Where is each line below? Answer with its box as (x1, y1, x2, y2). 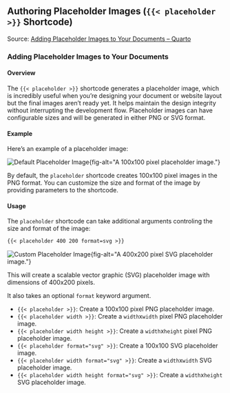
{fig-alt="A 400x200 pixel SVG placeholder (90, 250, 213, 259)
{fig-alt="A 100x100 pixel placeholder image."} (89, 158, 221, 166)
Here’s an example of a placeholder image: (7, 145, 129, 153)
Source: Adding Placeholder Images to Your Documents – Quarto (7, 34, 191, 43)
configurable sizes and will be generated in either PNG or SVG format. (7, 113, 206, 121)
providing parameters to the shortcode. (7, 186, 118, 194)
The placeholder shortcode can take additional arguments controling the (7, 217, 213, 225)
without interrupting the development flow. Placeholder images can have (7, 106, 213, 114)
